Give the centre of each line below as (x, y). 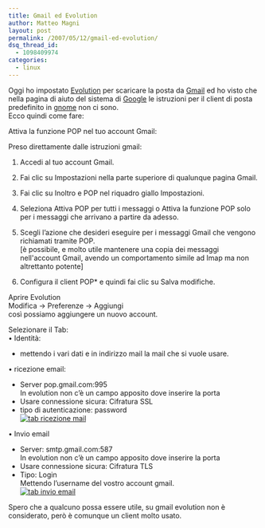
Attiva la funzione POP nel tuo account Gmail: (83, 131)
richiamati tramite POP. (57, 241)
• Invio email (29, 433)
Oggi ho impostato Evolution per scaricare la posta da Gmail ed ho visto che (132, 90)
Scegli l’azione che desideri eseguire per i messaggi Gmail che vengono (138, 232)
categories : (28, 61)
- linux (28, 68)
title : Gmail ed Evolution (53, 16)
